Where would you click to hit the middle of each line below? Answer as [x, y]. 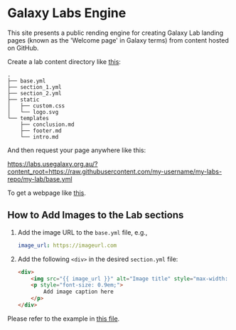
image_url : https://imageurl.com [67, 245]
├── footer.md [41, 131]
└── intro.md [39, 137]
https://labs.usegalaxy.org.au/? [53, 164]
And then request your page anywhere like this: [77, 150]
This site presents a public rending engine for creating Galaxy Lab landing [116, 33]
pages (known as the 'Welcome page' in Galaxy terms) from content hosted [118, 40]
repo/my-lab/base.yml [40, 179]
